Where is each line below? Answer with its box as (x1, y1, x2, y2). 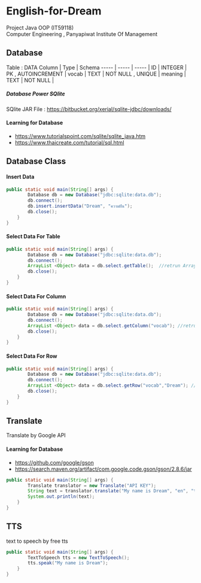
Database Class (6, 156, 66, 166)
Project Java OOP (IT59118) (6, 24, 74, 31)
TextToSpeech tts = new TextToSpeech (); (28, 554, 130, 561)
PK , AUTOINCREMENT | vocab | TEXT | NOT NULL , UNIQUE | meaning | (6, 70, 187, 77)
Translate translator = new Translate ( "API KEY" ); (28, 482, 157, 489)
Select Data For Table (6, 233, 61, 240)
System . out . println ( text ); (28, 494, 95, 500)
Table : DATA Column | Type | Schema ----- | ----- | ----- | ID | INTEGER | (6, 64, 187, 71)
